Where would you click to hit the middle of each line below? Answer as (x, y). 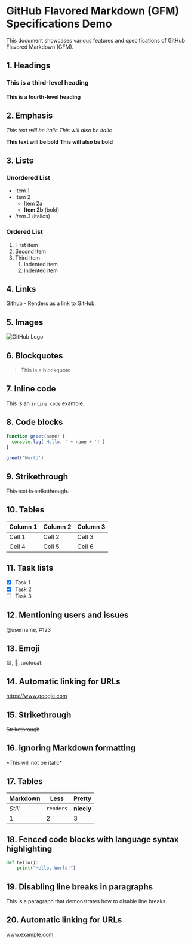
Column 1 (23, 527)
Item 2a (33, 203)
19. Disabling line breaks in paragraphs (80, 887)
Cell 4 (17, 547)
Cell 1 (17, 536)
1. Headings (28, 66)
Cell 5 (51, 547)
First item (26, 245)
